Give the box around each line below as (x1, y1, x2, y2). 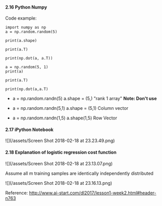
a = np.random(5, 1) (5, 64, 49, 70)
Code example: (5, 15, 37, 21)
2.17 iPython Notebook (5, 126, 54, 132)
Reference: (5, 189, 28, 196)
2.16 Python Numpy (5, 4, 47, 10)
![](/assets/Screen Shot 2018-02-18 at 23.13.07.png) (5, 160, 113, 166)
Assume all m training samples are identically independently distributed (5, 170, 154, 176)
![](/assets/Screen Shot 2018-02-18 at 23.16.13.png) (5, 180, 113, 186)
